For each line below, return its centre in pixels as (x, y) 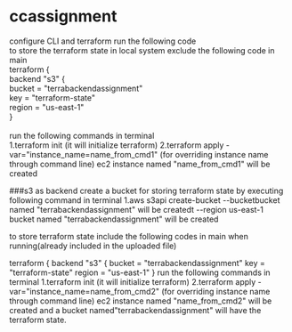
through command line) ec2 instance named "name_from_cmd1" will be (140, 164)
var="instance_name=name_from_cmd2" (85, 291)
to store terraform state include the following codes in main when (129, 236)
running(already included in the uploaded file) (93, 246)
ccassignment (63, 16)
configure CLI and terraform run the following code (103, 41)
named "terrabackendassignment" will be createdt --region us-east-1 (137, 209)
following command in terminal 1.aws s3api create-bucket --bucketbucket (145, 200)
